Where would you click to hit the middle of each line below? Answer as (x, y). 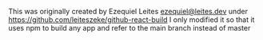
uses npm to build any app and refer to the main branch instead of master (130, 28)
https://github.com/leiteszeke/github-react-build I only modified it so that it (131, 20)
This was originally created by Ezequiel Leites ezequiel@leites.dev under (128, 11)
